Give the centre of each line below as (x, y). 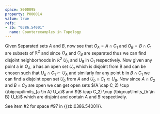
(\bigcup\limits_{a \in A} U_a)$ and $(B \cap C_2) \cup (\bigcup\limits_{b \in (80, 91)
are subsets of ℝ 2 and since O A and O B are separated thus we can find (76, 53)
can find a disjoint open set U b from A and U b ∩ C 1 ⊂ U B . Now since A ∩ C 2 (80, 80)
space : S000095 (20, 9)
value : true (17, 18)
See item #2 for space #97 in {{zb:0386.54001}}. (54, 106)
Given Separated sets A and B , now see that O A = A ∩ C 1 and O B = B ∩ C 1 (78, 47)
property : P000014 (24, 14)
